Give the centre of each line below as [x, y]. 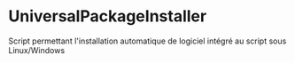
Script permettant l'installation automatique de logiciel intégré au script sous [147, 41]
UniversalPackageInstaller [108, 16]
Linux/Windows [37, 50]
